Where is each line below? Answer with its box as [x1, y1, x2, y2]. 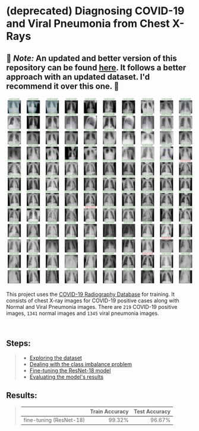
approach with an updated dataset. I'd [6, 71, 150, 82]
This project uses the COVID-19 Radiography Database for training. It [6, 291, 175, 298]
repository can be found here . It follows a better [6, 63, 187, 73]
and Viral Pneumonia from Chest [6, 17, 170, 30]
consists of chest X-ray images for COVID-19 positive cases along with [6, 297, 179, 304]
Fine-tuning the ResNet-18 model [29, 367, 111, 374]
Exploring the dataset [29, 354, 82, 361]
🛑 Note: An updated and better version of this [6, 53, 177, 63]
